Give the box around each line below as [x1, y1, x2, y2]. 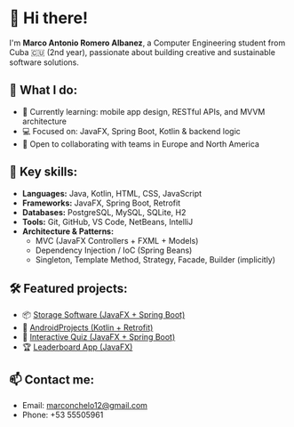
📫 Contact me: [9, 372, 95, 387]
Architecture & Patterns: [21, 226, 114, 237]
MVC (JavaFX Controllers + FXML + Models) [35, 235, 199, 246]
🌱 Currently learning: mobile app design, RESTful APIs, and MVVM [21, 106, 266, 117]
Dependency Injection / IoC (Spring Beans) [35, 245, 193, 255]
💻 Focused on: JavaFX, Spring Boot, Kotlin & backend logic [21, 125, 242, 136]
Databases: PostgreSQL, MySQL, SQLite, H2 [21, 206, 187, 217]
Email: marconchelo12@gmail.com [21, 400, 148, 411]
